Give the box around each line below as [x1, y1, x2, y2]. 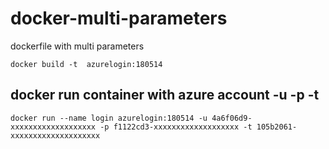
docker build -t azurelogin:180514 [10, 59, 163, 69]
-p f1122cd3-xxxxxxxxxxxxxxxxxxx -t [99, 122, 253, 132]
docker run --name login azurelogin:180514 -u [10, 113, 208, 123]
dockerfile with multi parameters [10, 40, 145, 52]
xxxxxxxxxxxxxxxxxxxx [10, 130, 101, 141]
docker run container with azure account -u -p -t [10, 87, 320, 104]
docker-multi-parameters [10, 7, 228, 30]
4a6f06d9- [211, 113, 253, 123]
